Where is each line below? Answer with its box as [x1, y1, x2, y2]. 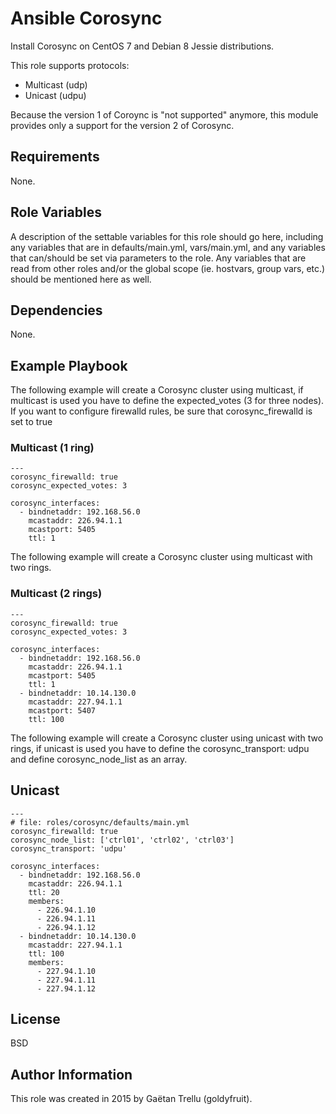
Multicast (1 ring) [10, 441, 95, 455]
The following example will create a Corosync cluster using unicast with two [10, 732, 324, 744]
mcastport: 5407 [28, 705, 97, 716]
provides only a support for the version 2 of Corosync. [10, 119, 235, 131]
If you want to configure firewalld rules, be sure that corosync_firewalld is [10, 405, 313, 417]
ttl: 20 [28, 887, 60, 897]
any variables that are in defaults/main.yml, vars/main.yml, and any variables [10, 241, 326, 253]
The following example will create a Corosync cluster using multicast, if [10, 384, 304, 396]
